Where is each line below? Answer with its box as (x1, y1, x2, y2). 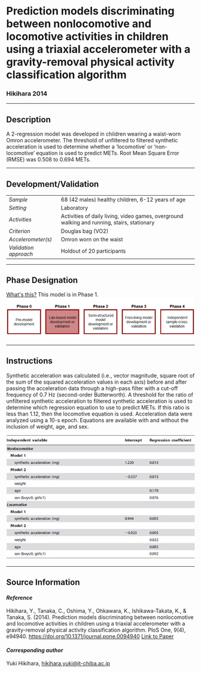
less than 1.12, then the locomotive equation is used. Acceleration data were (6, 410, 193, 417)
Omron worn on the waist (60, 235, 123, 243)
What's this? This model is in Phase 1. (6, 291, 99, 298)
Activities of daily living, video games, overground (60, 213, 184, 220)
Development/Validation (6, 179, 99, 189)
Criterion (8, 227, 31, 235)
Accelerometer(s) (8, 235, 53, 243)
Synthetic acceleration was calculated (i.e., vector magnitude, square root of (6, 372, 195, 379)
